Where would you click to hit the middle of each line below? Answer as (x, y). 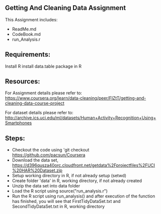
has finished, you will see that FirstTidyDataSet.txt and (66, 201)
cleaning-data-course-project (35, 103)
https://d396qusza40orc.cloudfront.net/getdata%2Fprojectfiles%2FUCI (83, 165)
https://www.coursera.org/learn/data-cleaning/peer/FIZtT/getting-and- (76, 98)
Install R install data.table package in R (43, 66)
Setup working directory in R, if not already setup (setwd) (69, 176)
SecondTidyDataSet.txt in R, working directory (58, 206)
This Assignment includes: (31, 19)
